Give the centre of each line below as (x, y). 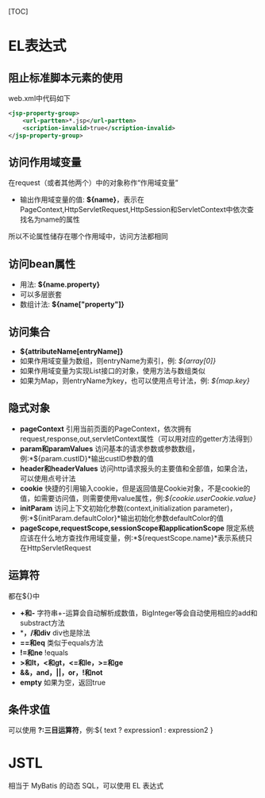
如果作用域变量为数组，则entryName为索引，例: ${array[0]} (118, 360)
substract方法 (42, 623)
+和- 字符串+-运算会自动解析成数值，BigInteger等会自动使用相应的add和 (138, 613)
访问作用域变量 (45, 162)
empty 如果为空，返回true (62, 682)
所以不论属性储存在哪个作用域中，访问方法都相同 (88, 237)
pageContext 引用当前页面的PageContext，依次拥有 (106, 429)
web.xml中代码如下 (40, 98)
